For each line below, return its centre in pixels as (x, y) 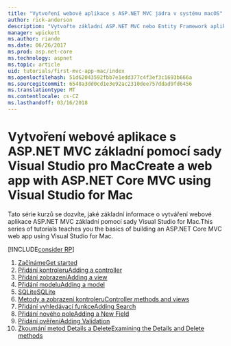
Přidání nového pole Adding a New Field (73, 314)
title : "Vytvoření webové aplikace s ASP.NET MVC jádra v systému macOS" (115, 13)
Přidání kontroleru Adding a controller (70, 270)
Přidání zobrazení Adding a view (62, 277)
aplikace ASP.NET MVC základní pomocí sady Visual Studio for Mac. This (110, 221)
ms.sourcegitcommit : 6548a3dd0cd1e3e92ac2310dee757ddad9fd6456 (100, 84)
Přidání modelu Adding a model (61, 284)
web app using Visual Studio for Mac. (61, 236)
